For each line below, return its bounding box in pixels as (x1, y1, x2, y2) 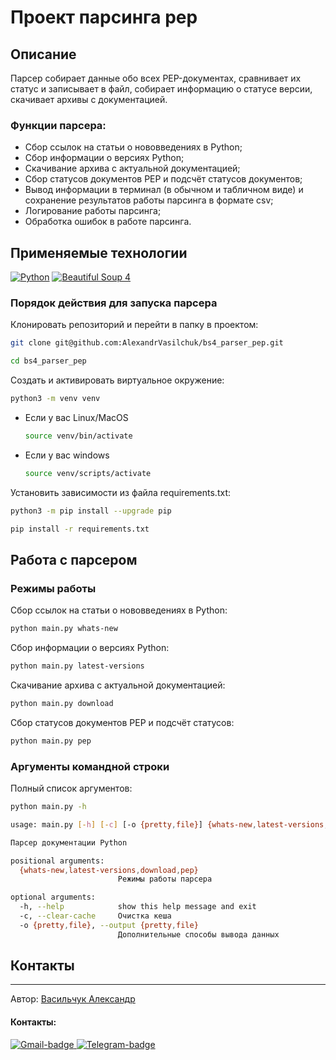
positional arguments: (10, 856, 105, 866)
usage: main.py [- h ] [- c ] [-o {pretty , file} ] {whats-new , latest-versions (10, 819, 325, 830)
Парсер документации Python (10, 837, 128, 848)
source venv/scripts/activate (24, 468, 152, 478)
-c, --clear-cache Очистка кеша (19, 911, 172, 921)
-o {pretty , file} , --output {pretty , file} (19, 920, 199, 930)
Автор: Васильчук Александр (10, 993, 136, 1005)
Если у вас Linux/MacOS (24, 412, 129, 424)
